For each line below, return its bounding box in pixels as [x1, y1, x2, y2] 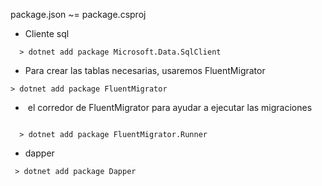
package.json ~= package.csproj [10, 9, 147, 20]
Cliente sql [24, 28, 70, 39]
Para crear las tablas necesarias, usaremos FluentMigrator [24, 65, 266, 76]
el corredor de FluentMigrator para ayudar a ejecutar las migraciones [27, 102, 313, 113]
